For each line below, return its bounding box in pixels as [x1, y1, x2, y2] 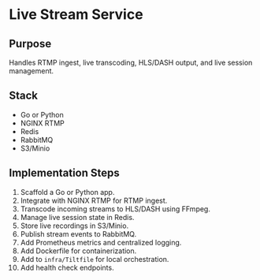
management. [9, 66, 54, 76]
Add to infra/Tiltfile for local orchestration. [20, 254, 169, 263]
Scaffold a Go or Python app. [20, 187, 115, 196]
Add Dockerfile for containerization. [20, 246, 137, 256]
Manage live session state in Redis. [20, 212, 135, 222]
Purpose [9, 37, 52, 50]
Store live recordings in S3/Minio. [20, 221, 129, 230]
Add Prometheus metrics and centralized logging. [20, 237, 182, 247]
